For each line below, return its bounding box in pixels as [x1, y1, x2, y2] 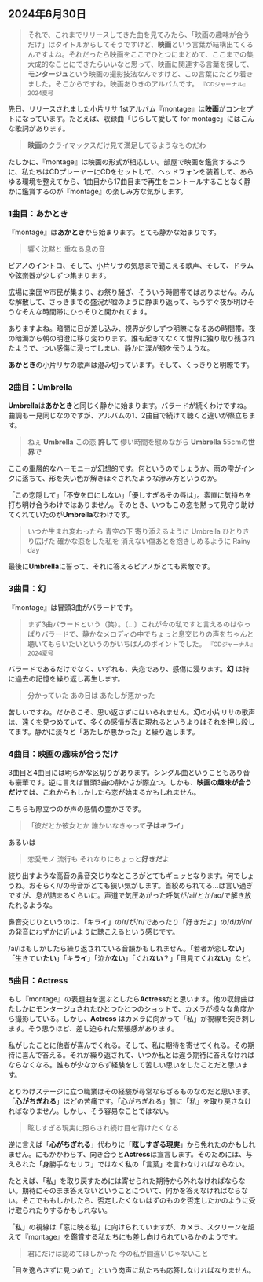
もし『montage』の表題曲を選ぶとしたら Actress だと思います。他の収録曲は [8, 994, 255, 1004]
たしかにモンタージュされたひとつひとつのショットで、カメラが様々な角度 [8, 1005, 247, 1014]
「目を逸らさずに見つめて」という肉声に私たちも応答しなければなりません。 [8, 1265, 256, 1275]
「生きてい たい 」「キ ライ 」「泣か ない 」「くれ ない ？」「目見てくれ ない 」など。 [8, 953, 255, 963]
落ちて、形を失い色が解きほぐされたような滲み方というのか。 [21, 474, 221, 483]
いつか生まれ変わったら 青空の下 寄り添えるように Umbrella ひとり [27, 527, 243, 536]
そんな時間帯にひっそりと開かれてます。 [21, 307, 152, 317]
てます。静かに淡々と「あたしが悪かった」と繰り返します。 [8, 726, 199, 737]
